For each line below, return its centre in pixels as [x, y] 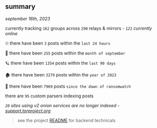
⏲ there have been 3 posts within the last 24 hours [58, 43]
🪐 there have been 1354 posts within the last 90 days [60, 63]
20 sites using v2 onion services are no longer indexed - [62, 105]
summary [20, 7]
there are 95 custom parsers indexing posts [49, 96]
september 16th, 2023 [28, 18]
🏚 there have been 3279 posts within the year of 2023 [61, 74]
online [11, 33]
